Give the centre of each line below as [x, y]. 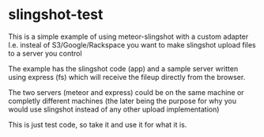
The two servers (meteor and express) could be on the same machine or [126, 92]
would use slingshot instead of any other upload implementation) [114, 109]
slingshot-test [56, 15]
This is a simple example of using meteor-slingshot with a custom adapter [128, 36]
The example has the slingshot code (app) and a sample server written [123, 68]
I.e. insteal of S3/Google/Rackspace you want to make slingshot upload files [132, 44]
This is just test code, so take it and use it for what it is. [98, 124]
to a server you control [45, 53]
